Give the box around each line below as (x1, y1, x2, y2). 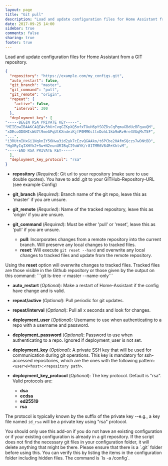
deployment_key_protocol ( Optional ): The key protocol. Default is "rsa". (12, 373, 161, 379)
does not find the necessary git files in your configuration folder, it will (5, 439, 149, 445)
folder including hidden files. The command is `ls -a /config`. (5, 455, 130, 461)
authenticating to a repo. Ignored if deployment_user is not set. (12, 337, 142, 343)
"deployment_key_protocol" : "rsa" (9, 157, 81, 162)
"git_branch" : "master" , (9, 83, 61, 88)
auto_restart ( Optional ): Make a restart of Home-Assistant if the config (12, 283, 159, 289)
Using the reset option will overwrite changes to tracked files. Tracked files (5, 262, 160, 268)
